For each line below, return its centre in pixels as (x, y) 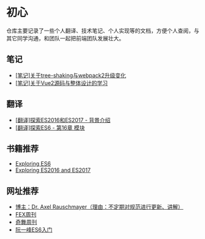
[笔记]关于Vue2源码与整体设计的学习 (61, 83)
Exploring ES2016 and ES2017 (53, 170)
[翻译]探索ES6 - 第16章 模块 (50, 127)
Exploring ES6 (33, 164)
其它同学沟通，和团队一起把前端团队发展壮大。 (65, 38)
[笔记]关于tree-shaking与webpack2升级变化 (71, 75)
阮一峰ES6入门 (34, 230)
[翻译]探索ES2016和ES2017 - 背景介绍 (63, 120)
